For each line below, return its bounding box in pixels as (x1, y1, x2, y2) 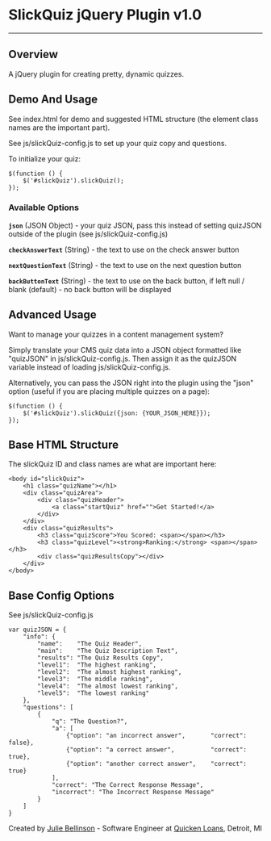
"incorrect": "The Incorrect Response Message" (51, 789, 215, 797)
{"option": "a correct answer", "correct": (65, 746, 248, 754)
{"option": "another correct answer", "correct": (65, 760, 248, 768)
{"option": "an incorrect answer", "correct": (65, 732, 248, 740)
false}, (8, 738, 35, 747)
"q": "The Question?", (51, 718, 128, 726)
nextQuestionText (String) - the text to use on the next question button (8, 260, 242, 270)
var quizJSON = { (8, 626, 67, 634)
